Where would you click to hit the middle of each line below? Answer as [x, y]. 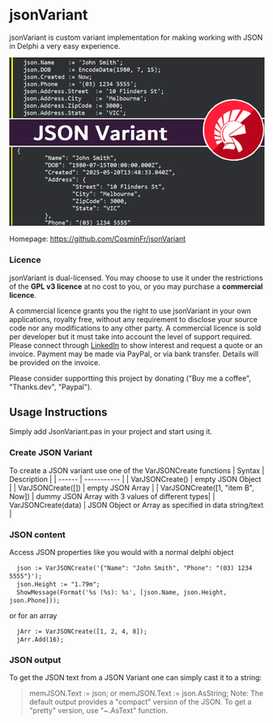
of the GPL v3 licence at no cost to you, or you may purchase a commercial [136, 286]
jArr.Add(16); [40, 639]
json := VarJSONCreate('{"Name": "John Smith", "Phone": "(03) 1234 [134, 568]
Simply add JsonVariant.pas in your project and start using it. [111, 432]
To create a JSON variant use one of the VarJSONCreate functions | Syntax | [137, 470]
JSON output [35, 660]
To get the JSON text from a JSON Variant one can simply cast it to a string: [136, 678]
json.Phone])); [35, 600]
